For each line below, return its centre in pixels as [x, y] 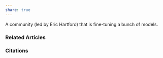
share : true [18, 10]
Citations [17, 51]
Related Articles [25, 37]
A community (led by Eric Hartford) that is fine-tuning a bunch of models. [82, 24]
